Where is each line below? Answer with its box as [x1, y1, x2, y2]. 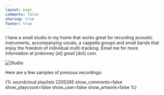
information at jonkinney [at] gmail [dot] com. [5, 50, 98, 56]
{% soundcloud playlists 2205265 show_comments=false [5, 79, 123, 85]
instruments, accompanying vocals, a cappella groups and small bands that [5, 40, 160, 46]
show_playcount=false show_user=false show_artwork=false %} [5, 85, 137, 91]
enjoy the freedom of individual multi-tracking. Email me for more [5, 45, 138, 51]
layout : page [5, 7, 32, 12]
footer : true [5, 21, 32, 26]
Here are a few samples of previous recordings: [5, 70, 103, 76]
